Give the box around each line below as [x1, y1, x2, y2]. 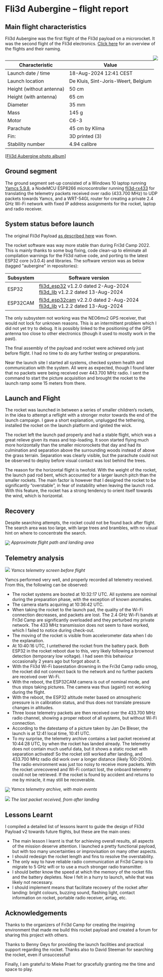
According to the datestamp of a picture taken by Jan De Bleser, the [12, 725, 148, 731]
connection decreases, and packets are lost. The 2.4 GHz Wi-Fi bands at [12, 612, 158, 618]
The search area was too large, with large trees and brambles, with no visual [5, 525, 158, 531]
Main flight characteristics [5, 23, 87, 31]
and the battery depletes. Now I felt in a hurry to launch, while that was [12, 874, 154, 880]
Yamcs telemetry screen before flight [11, 568, 85, 573]
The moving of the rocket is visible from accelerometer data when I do [12, 633, 153, 638]
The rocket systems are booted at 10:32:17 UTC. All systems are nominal [12, 591, 157, 597]
